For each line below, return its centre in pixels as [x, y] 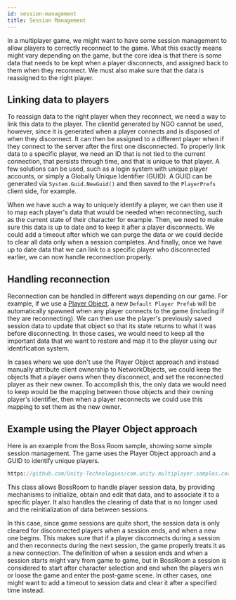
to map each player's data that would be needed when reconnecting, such [115, 212]
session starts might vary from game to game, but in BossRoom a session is [117, 560]
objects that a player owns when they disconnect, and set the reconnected [115, 377]
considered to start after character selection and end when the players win [115, 568]
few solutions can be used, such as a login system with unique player [108, 169]
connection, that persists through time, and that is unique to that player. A [113, 162]
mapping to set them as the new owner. [64, 407]
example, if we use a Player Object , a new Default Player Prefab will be [112, 304]
